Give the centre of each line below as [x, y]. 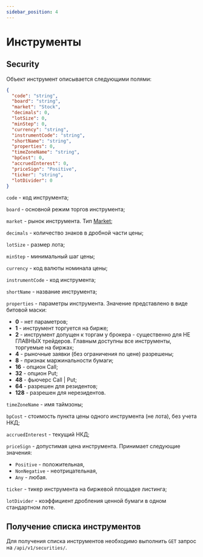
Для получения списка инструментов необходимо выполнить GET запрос [101, 541]
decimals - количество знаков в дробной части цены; [75, 233]
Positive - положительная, [50, 465]
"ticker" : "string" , [38, 175]
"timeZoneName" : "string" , [46, 152]
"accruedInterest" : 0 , [40, 163]
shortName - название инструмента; [52, 292]
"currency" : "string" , [40, 129]
